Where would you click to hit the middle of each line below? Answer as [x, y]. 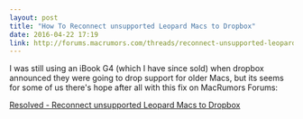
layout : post [34, 18]
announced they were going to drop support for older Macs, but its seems [147, 78]
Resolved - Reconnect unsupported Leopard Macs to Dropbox [125, 105]
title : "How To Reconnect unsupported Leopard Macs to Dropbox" [133, 26]
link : [19, 43]
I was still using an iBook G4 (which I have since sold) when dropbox [137, 69]
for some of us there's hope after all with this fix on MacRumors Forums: [143, 87]
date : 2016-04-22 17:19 [54, 34]
